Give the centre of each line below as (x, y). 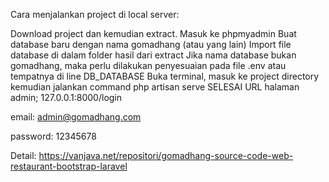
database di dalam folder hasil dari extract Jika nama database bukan (153, 55)
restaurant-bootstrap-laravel (69, 166)
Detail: (23, 155)
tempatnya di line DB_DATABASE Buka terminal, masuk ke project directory (165, 76)
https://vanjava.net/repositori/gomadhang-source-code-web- (166, 155)
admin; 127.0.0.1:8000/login (66, 97)
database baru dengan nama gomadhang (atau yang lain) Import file (151, 44)
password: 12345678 (53, 136)
